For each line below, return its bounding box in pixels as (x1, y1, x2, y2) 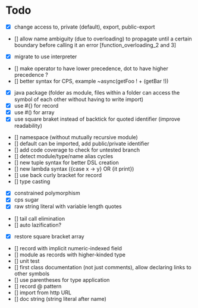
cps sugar (14, 196, 39, 203)
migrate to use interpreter (14, 53, 77, 60)
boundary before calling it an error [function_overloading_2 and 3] (14, 42, 177, 48)
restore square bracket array (14, 232, 84, 240)
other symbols (14, 270, 50, 277)
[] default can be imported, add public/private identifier (14, 140, 150, 147)
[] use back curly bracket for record (14, 172, 102, 179)
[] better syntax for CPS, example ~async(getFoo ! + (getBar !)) (14, 78, 169, 85)
